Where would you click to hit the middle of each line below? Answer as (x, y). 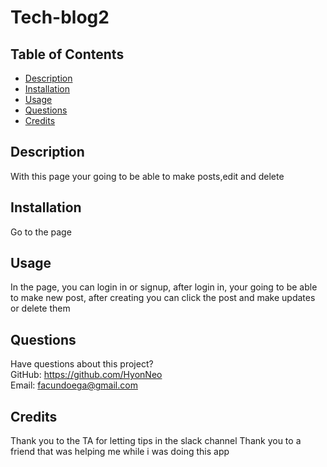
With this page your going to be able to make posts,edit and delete (147, 176)
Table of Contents (67, 54)
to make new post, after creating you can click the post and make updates (163, 298)
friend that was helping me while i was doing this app (120, 452)
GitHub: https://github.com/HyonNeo (86, 375)
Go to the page (41, 232)
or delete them (40, 308)
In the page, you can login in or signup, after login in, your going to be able (164, 287)
